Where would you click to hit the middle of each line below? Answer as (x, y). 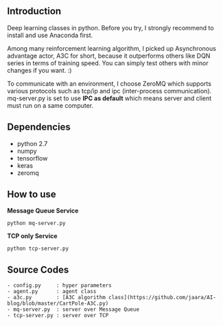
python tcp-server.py (38, 249)
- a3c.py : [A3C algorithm (57, 298)
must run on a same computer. (50, 105)
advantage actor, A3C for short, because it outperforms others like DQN (109, 56)
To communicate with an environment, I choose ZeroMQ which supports (109, 83)
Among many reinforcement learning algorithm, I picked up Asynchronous (111, 48)
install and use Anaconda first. (50, 35)
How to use (32, 195)
